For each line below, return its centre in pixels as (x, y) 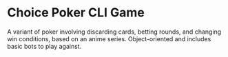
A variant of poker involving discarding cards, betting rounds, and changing (114, 32)
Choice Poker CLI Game (76, 13)
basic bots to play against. (44, 46)
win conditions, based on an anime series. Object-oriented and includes (109, 38)
